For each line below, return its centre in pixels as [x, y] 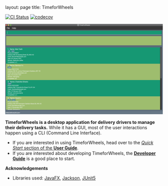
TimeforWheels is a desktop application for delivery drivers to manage [80, 122]
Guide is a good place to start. [44, 159]
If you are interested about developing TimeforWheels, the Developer [84, 153]
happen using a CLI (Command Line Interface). [53, 133]
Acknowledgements [27, 168]
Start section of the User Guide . [45, 148]
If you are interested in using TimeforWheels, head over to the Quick [83, 143]
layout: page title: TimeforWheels [39, 7]
